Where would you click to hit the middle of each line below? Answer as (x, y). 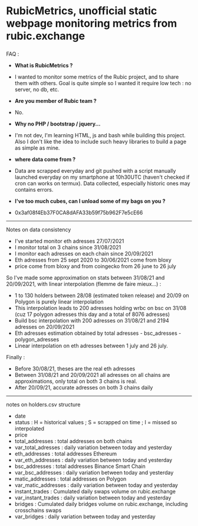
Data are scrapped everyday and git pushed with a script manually (95, 171)
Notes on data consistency (39, 230)
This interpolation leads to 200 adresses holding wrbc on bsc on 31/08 (100, 308)
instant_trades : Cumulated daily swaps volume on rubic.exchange (95, 492)
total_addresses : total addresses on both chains (73, 441)
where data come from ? (45, 159)
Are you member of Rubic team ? (56, 101)
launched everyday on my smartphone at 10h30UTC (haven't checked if (102, 177)
